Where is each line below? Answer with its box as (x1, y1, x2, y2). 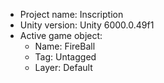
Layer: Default (34, 62, 93, 73)
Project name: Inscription (19, 9, 124, 20)
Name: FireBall (34, 40, 96, 52)
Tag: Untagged (34, 51, 97, 63)
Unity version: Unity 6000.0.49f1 (19, 19, 155, 31)
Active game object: (19, 30, 103, 41)
